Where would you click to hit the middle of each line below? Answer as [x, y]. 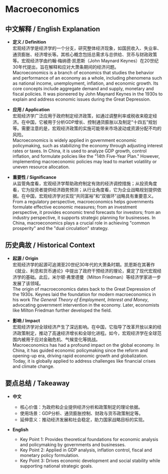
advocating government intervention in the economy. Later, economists [86, 305]
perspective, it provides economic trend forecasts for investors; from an [86, 212]
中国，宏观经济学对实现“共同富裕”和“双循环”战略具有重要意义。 [91, 196]
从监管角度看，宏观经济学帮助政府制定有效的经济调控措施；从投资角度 [85, 183]
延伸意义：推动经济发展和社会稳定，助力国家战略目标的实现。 [83, 419]
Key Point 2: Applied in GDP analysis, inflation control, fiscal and [86, 450]
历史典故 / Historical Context [50, 245]
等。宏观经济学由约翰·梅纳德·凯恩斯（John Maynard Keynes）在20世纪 [85, 61]
